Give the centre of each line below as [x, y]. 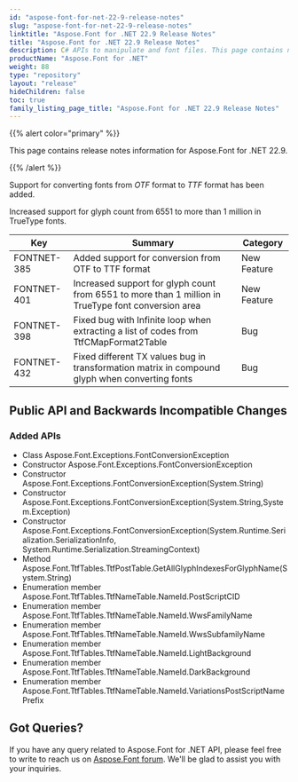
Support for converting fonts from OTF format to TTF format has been [137, 185]
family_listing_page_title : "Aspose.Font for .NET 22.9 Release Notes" [144, 108]
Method [36, 558]
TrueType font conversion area [137, 305]
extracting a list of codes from [136, 331]
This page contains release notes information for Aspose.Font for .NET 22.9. [149, 151]
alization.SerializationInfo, [69, 540]
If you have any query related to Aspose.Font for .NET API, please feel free [145, 749]
